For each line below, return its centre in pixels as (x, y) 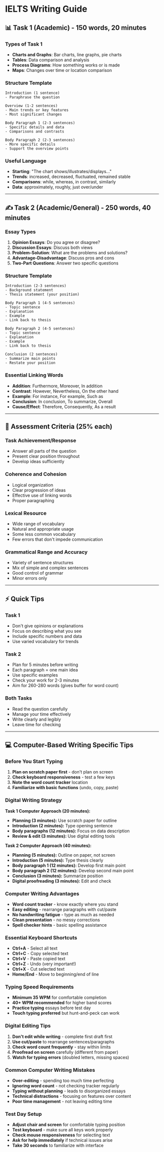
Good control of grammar (38, 573)
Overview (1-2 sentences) (31, 106)
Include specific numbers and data (47, 636)
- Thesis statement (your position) (42, 294)
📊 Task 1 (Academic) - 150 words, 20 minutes (76, 28)
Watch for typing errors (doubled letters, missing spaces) (71, 1057)
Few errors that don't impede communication (58, 539)
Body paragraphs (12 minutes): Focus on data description (71, 831)
